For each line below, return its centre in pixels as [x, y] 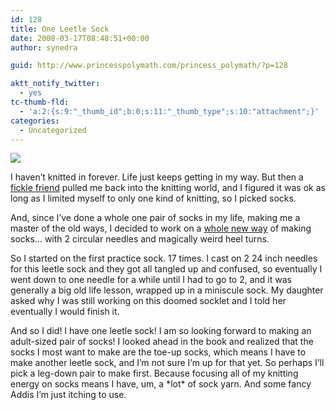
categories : [35, 121]
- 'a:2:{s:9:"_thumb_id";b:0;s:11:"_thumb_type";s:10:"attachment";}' [169, 111]
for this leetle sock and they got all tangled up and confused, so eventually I [166, 269]
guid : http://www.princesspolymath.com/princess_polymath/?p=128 [149, 66]
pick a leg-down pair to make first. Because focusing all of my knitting [154, 373]
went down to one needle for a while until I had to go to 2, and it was [151, 280]
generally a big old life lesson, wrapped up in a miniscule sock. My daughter [167, 290]
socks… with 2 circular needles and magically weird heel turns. [140, 239]
